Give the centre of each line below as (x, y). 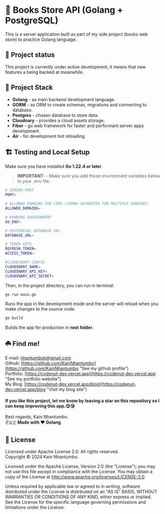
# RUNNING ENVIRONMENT (28, 217)
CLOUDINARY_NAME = (23, 267)
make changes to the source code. (40, 309)
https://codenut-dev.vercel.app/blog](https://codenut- (81, 384)
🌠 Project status (30, 55)
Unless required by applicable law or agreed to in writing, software (73, 486)
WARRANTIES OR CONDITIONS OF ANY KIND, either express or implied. (78, 497)
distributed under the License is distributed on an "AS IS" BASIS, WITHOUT (81, 492)
